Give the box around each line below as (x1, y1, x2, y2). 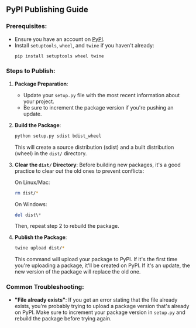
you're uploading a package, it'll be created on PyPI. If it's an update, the (14, 262, 190, 269)
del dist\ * (14, 212, 42, 218)
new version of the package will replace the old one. (14, 268, 141, 275)
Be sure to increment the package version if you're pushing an (23, 104, 174, 111)
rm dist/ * (14, 190, 39, 196)
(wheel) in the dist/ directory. (14, 149, 87, 157)
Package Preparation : (14, 80, 68, 87)
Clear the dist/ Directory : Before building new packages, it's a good (14, 161, 181, 168)
